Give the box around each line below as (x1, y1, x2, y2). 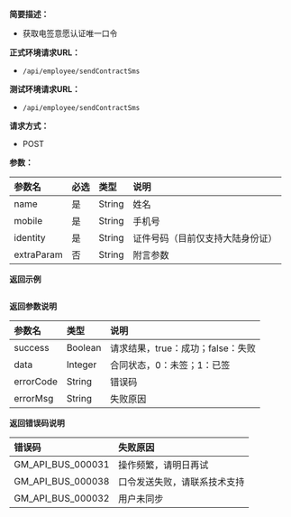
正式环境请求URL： (9, 47, 81, 58)
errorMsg (14, 392, 54, 404)
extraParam (14, 248, 63, 261)
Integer (66, 358, 97, 371)
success (14, 342, 50, 354)
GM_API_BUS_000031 (14, 458, 110, 470)
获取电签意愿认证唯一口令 (22, 28, 118, 39)
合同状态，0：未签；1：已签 (109, 359, 231, 371)
